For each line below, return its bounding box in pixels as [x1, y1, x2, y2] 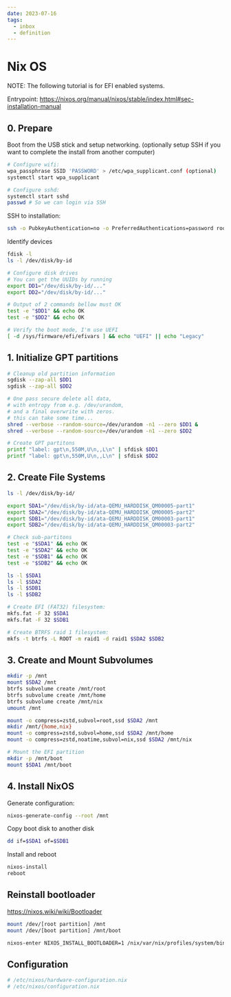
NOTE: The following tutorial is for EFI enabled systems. [7, 82, 165, 90]
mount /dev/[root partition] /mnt [7, 921, 107, 927]
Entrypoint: [7, 95, 38, 103]
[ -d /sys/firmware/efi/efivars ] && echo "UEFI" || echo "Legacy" [7, 333, 205, 339]
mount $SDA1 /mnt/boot [7, 762, 72, 768]
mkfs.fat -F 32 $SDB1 [7, 616, 69, 623]
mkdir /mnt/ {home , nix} [7, 724, 72, 731]
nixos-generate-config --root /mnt [7, 812, 109, 819]
